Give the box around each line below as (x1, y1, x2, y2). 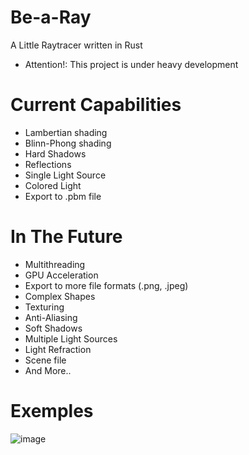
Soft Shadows (24, 322, 83, 334)
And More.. (24, 364, 72, 376)
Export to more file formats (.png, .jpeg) (24, 279, 189, 291)
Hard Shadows (24, 147, 87, 160)
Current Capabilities (10, 94, 182, 116)
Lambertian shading (24, 126, 108, 138)
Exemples (10, 400, 94, 422)
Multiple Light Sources (24, 332, 118, 345)
